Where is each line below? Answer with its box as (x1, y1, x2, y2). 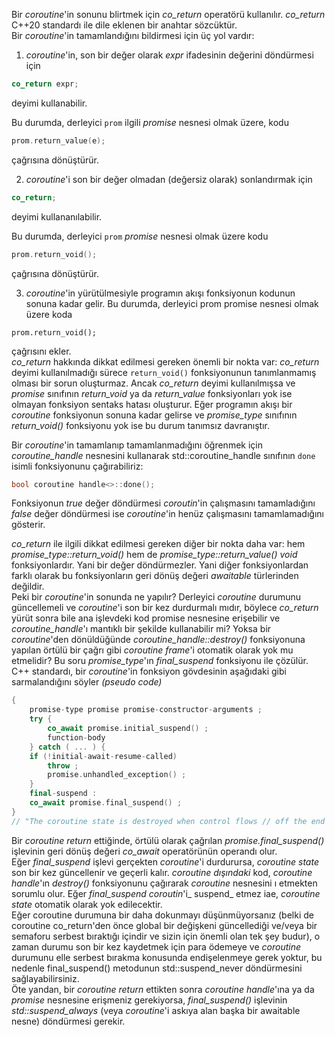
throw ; (47, 760, 79, 771)
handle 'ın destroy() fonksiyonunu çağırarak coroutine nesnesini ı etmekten (11, 877, 318, 889)
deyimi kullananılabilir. (11, 210, 103, 223)
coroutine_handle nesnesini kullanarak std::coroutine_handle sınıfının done (11, 449, 316, 461)
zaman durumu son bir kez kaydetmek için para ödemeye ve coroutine (11, 940, 302, 953)
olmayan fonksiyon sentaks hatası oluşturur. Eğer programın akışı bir (11, 398, 293, 410)
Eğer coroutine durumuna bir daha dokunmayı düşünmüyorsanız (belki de (11, 909, 314, 921)
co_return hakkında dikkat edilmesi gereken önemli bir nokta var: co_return (11, 355, 320, 368)
